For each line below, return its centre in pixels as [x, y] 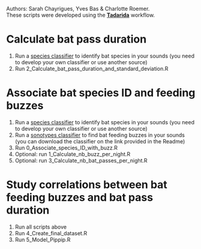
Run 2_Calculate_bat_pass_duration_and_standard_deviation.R [91, 68]
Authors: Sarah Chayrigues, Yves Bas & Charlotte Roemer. [78, 9]
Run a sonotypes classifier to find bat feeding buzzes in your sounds [100, 135]
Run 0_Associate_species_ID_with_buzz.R [66, 148]
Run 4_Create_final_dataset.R [51, 233]
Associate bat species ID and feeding [101, 93]
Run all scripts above [41, 227]
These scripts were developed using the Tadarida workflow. [80, 15]
